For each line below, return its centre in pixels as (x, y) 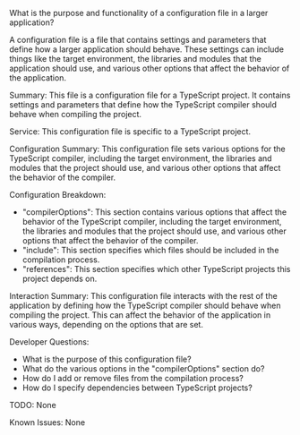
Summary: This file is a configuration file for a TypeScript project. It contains (150, 95)
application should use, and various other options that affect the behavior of (150, 68)
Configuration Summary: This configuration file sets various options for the (148, 149)
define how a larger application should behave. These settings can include (147, 49)
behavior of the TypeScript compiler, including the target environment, (152, 222)
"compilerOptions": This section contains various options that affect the (154, 212)
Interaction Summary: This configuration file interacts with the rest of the (143, 296)
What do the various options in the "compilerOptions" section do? (143, 369)
